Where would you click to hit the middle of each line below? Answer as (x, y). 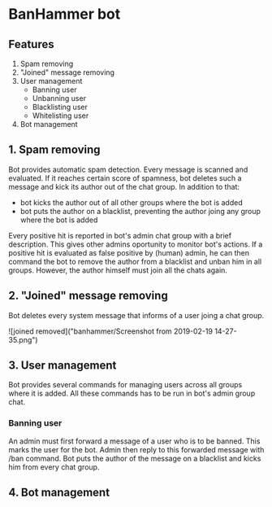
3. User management (63, 366)
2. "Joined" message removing (88, 296)
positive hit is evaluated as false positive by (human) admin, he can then (129, 252)
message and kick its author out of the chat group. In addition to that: (124, 186)
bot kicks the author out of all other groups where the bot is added (131, 202)
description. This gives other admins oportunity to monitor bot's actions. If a (136, 244)
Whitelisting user (60, 116)
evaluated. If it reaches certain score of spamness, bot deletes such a (125, 178)
